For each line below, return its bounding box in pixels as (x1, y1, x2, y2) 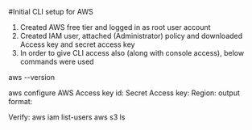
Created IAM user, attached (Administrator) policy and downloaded (19, 31, 243, 40)
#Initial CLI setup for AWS (8, 7, 94, 16)
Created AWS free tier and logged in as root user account (19, 23, 211, 31)
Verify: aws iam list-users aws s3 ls (8, 112, 126, 122)
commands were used (19, 57, 94, 66)
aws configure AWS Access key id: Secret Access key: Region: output (8, 88, 240, 98)
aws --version (8, 73, 55, 82)
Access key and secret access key (19, 40, 135, 49)
